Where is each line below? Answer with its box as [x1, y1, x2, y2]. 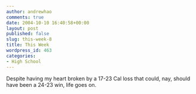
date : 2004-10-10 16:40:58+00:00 [6, 20, 90, 26]
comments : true [6, 14, 44, 20]
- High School [6, 58, 42, 64]
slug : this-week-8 [6, 36, 52, 42]
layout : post [6, 25, 39, 32]
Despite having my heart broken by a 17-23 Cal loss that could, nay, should [6, 75, 191, 82]
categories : [6, 53, 36, 59]
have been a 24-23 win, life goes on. [6, 81, 97, 88]
